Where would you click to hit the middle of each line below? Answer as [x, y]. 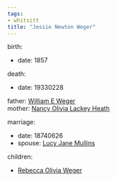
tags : [15, 14]
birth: [15, 47]
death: [17, 74]
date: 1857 [32, 60]
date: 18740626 [40, 136]
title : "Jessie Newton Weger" [52, 27]
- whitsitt [23, 20]
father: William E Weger [42, 101]
